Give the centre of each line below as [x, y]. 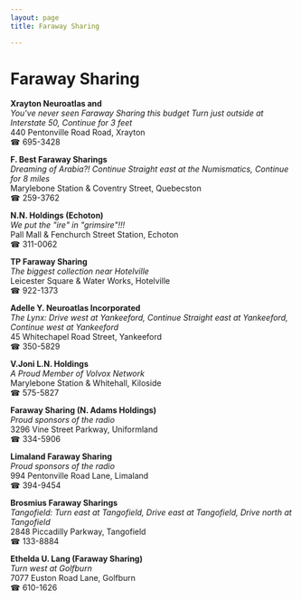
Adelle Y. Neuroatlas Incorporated [75, 308]
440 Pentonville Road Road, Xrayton [78, 133]
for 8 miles [30, 179]
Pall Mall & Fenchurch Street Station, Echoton [94, 235]
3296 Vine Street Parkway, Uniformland [84, 429]
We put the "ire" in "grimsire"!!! [68, 225]
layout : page [35, 18]
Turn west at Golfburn [52, 568]
